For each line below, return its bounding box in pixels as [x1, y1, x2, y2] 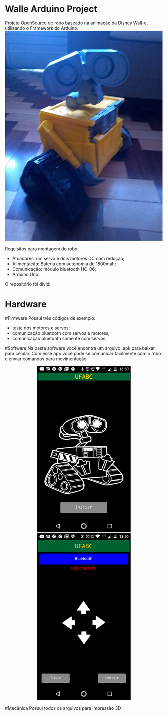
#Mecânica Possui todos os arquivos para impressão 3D [5, 705, 121, 711]
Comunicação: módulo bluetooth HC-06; [12, 266, 96, 272]
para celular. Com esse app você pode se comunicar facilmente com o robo [5, 350, 161, 356]
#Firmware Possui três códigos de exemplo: [5, 315, 96, 321]
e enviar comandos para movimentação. [5, 356, 88, 362]
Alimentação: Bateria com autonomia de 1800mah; [12, 261, 116, 267]
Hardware [5, 299, 47, 310]
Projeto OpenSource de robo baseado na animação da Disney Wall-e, [5, 20, 148, 26]
